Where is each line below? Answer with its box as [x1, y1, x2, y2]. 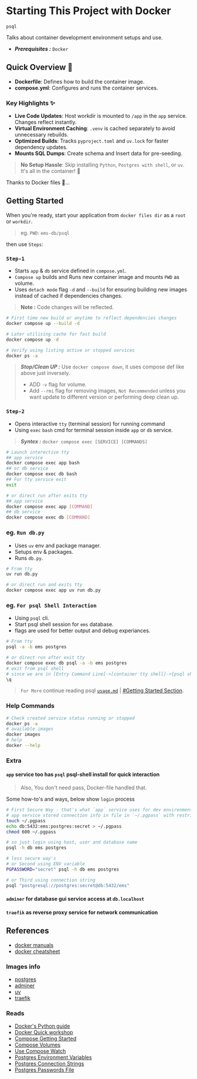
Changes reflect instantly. [14, 119, 77, 126]
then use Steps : [6, 240, 43, 248]
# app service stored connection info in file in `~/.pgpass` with [6, 812, 175, 818]
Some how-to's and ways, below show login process [6, 796, 135, 803]
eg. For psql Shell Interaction [6, 601, 97, 609]
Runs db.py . [14, 555, 43, 562]
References [6, 926, 49, 936]
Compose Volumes [14, 1041, 60, 1048]
